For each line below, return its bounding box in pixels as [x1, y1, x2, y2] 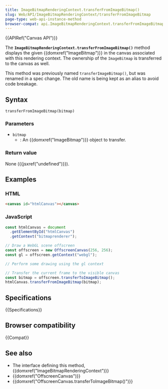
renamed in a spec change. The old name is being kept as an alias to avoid [5, 75, 159, 81]
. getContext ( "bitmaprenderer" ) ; [9, 234, 77, 239]
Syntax [5, 95, 28, 104]
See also [5, 349, 32, 357]
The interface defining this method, [12, 362, 85, 368]
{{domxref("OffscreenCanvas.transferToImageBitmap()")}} [12, 378, 133, 384]
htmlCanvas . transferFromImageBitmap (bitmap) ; [5, 279, 101, 285]
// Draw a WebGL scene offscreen [5, 243, 75, 248]
